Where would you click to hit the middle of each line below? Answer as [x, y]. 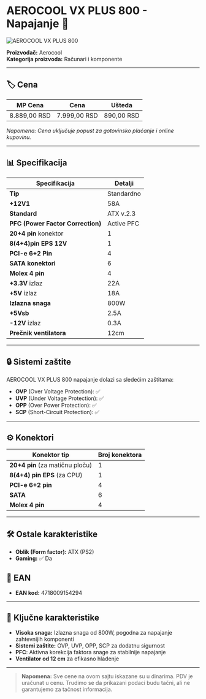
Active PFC [123, 223]
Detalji [124, 183]
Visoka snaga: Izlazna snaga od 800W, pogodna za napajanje [94, 632]
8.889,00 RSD [30, 115]
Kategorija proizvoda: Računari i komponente [64, 59]
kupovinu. [19, 137]
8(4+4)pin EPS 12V [38, 243]
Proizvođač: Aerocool [34, 52]
